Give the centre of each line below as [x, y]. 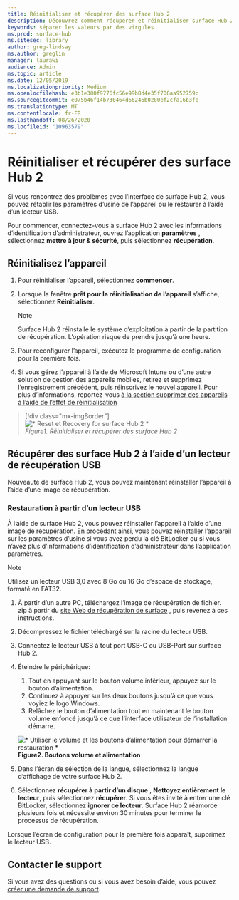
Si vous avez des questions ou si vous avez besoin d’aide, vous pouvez [112, 881]
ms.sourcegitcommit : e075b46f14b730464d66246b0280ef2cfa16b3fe [103, 100]
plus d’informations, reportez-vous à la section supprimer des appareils [122, 395]
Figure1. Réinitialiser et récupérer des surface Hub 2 [101, 431]
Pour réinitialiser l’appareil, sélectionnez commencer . [96, 280]
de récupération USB [54, 465]
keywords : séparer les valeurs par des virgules [81, 27]
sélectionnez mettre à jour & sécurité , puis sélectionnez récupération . [111, 241]
